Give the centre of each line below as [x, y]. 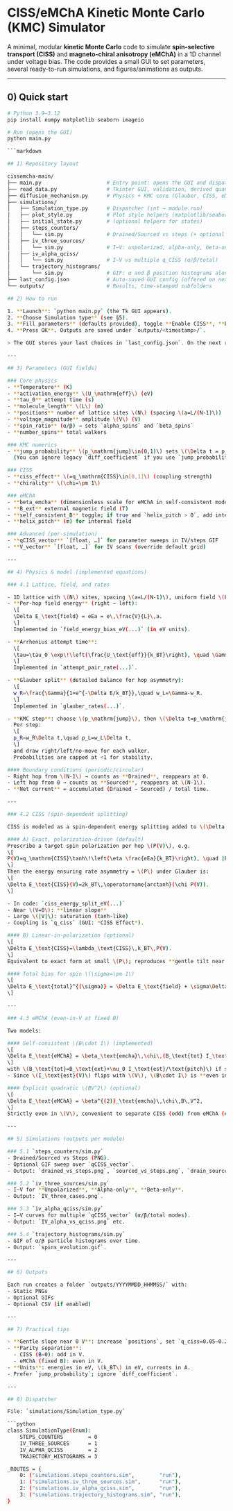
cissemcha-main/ [31, 176]
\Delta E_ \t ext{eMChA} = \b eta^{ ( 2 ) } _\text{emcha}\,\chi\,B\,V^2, [105, 1101]
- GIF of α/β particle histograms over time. [74, 1241]
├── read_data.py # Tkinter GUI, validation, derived [110, 189]
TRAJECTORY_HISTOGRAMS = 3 [59, 1456]
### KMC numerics [32, 445]
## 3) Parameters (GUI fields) [52, 368]
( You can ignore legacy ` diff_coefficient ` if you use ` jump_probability [122, 458]
